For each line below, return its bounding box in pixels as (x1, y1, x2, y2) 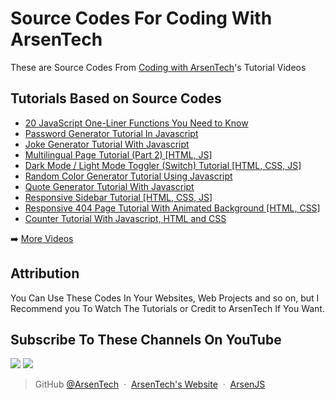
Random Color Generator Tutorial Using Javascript (24, 170, 233, 182)
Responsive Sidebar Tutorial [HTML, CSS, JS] (24, 191, 213, 203)
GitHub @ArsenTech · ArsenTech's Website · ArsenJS (34, 378, 266, 391)
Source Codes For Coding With (10, 7, 273, 30)
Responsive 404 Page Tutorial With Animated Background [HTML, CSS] (24, 202, 321, 214)
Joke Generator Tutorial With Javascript (24, 138, 190, 150)
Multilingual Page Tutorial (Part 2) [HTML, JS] (24, 148, 213, 161)
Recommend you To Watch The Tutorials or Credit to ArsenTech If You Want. (10, 302, 325, 314)
